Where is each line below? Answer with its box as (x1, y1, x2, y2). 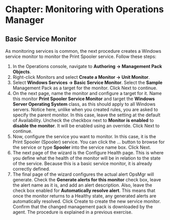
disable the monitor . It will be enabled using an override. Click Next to (12, 123, 160, 129)
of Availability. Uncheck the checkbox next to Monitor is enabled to (12, 117, 154, 123)
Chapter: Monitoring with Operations (5, 4, 164, 15)
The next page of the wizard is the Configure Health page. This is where (12, 150, 164, 155)
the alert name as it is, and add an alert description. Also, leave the (12, 182, 152, 188)
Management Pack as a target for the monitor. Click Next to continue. (12, 85, 158, 91)
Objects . (12, 69, 31, 75)
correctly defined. (12, 166, 51, 172)
